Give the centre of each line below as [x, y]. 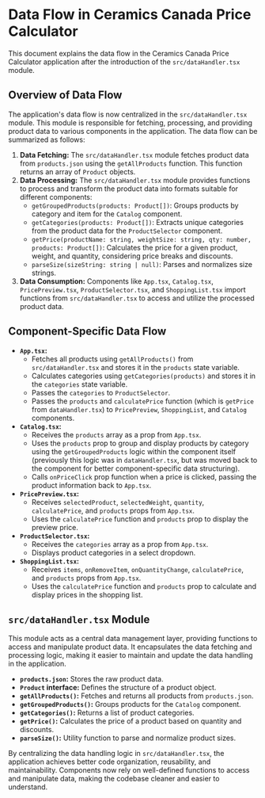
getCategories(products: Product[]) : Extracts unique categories [137, 222]
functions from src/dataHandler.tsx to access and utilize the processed [137, 298]
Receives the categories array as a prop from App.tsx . [120, 544]
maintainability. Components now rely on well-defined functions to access [129, 770]
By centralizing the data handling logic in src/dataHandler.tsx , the [116, 754]
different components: [56, 197]
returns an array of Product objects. [78, 171]
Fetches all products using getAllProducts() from [112, 359]
